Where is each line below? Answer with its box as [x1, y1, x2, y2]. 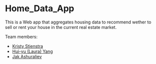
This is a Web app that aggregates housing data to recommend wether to [5, 19, 152, 25]
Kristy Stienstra [12, 43, 43, 49]
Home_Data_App [5, 3, 74, 14]
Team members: [5, 34, 38, 40]
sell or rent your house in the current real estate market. [5, 24, 117, 30]
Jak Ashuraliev [12, 53, 42, 59]
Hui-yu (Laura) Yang [12, 48, 53, 54]
